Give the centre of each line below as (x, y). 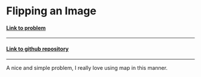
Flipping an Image (51, 11)
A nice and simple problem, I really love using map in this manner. (87, 67)
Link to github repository (37, 48)
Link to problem (26, 27)
